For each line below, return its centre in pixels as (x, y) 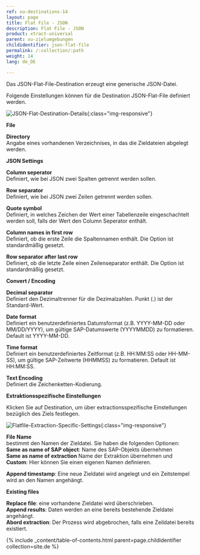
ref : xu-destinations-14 (37, 12)
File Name (19, 437)
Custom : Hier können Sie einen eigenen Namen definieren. (79, 462)
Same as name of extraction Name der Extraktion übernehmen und (90, 456)
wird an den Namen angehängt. (45, 480)
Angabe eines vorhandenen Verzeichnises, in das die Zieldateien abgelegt (97, 143)
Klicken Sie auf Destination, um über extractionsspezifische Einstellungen (97, 407)
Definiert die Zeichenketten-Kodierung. (54, 384)
